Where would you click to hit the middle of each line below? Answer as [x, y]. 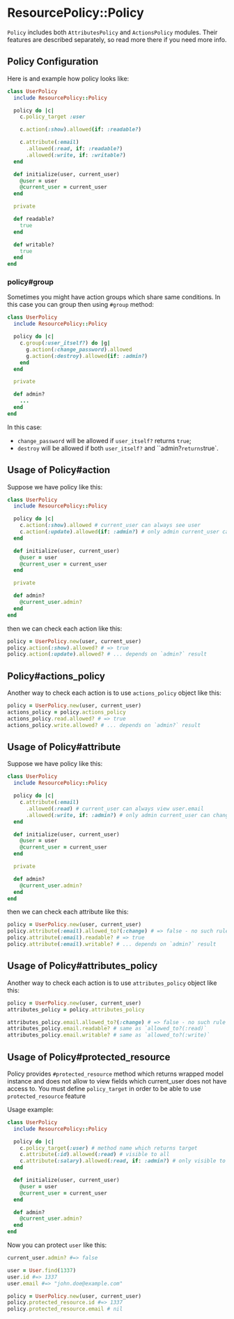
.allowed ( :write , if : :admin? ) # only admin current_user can [118, 815]
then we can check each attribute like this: [68, 912]
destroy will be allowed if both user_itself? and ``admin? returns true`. [118, 448]
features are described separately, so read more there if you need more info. [117, 39]
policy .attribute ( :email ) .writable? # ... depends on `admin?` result [112, 944]
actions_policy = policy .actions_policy [67, 712]
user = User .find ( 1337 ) [42, 1270]
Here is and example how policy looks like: [68, 78]
